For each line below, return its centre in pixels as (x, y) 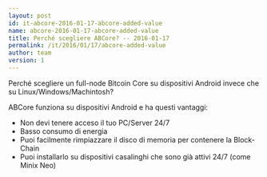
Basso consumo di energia (64, 131)
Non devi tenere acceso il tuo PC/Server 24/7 (95, 123)
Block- (244, 139)
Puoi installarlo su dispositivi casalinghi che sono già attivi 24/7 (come (135, 156)
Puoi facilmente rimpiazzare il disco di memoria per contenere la (126, 139)
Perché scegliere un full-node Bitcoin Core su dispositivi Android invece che (134, 83)
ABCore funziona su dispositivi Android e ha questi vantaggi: (108, 107)
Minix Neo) (38, 165)
